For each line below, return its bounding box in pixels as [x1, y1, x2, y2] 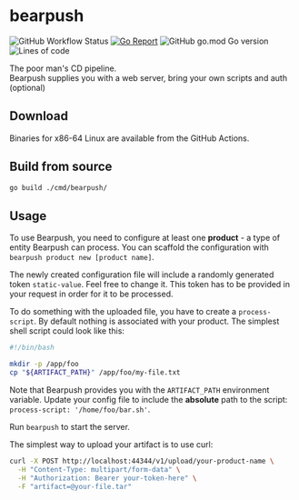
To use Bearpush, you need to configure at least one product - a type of [9, 233, 281, 244]
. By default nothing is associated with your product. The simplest [33, 315, 280, 327]
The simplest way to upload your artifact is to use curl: [9, 438, 214, 450]
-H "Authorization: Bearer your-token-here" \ [17, 474, 197, 483]
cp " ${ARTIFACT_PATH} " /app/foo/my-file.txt [9, 368, 181, 377]
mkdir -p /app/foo [9, 360, 79, 369]
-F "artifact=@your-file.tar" [17, 482, 132, 491]
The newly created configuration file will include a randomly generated [9, 269, 274, 280]
